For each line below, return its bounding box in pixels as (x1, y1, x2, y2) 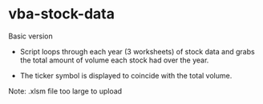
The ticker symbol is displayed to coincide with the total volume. (19, 70, 233, 80)
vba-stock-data (8, 5, 115, 23)
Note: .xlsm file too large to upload (8, 86, 123, 96)
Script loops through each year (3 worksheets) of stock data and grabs (19, 46, 255, 56)
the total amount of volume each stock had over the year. (19, 55, 209, 65)
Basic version (8, 31, 54, 41)
